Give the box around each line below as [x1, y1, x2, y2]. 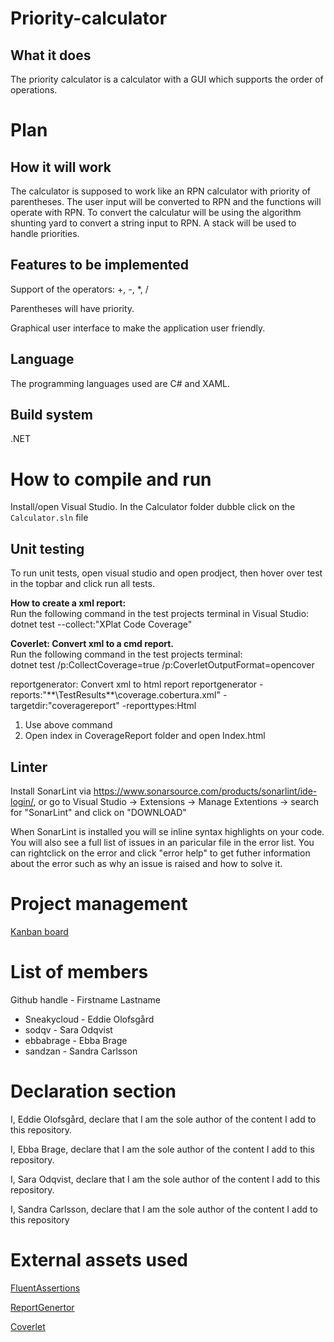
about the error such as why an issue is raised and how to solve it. [10, 858, 283, 869]
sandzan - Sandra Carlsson [24, 1045, 138, 1057]
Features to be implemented [10, 257, 190, 274]
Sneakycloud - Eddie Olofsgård [24, 1013, 155, 1025]
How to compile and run [10, 468, 212, 491]
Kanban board [10, 925, 69, 937]
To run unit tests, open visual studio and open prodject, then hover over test [10, 567, 323, 579]
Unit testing [10, 540, 85, 557]
